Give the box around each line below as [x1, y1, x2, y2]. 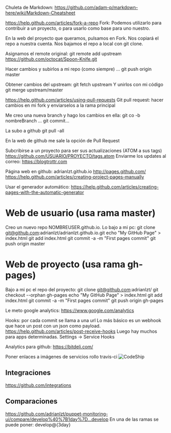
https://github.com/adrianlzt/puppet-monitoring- [5, 410, 108, 417]
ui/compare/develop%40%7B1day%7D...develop [5, 416, 109, 422]
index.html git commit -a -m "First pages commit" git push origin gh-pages [5, 297, 164, 304]
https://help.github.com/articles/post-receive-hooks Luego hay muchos [5, 328, 158, 334]
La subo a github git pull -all [5, 128, 64, 134]
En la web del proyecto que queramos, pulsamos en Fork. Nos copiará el [5, 35, 159, 41]
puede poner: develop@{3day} [5, 421, 71, 428]
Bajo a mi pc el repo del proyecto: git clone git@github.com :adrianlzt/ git [5, 286, 159, 292]
